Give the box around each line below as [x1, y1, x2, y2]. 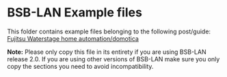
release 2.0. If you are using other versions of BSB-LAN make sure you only [7, 55, 220, 63]
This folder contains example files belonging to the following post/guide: [7, 27, 211, 35]
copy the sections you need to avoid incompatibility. [7, 62, 154, 70]
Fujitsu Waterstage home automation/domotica [7, 34, 139, 42]
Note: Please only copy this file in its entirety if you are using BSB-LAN [7, 48, 206, 56]
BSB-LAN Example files [7, 5, 142, 20]
